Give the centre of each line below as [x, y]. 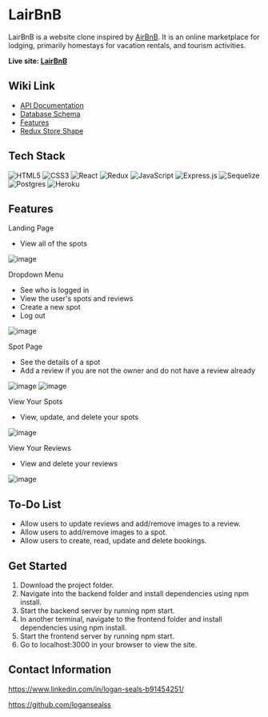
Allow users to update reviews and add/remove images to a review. [130, 524]
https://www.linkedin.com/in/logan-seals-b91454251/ [96, 689]
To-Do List [35, 505]
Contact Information [60, 670]
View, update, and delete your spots [79, 417]
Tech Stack [37, 156]
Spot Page [26, 346]
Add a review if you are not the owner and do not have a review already [138, 371]
